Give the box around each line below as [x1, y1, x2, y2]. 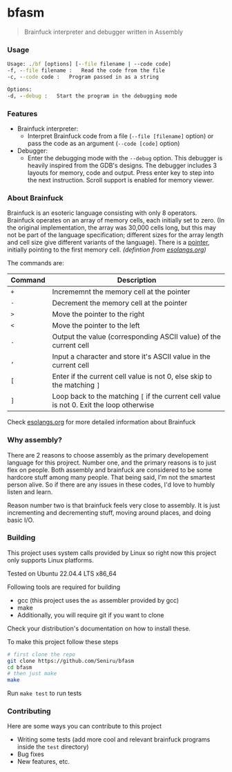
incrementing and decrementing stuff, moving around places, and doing [7, 508, 211, 516]
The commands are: [7, 259, 64, 267]
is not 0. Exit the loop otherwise [52, 400, 155, 410]
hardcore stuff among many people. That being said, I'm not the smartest [7, 473, 215, 481]
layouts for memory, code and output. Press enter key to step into [27, 168, 215, 177]
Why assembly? [7, 435, 63, 445]
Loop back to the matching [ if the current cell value [52, 392, 221, 402]
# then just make [7, 670, 57, 677]
